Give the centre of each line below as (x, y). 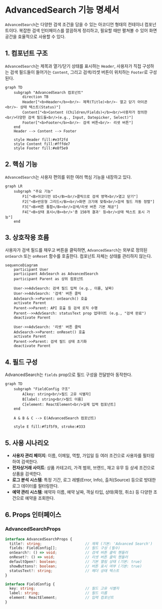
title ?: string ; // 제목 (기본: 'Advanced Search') (81, 544)
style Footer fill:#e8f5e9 (41, 148)
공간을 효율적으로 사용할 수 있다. (36, 36)
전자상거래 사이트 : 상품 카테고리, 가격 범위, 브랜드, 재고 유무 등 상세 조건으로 (83, 468)
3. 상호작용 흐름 (27, 237)
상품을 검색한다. (27, 474)
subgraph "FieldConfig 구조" (42, 389)
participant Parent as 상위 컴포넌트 (49, 279)
